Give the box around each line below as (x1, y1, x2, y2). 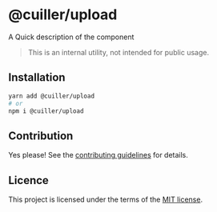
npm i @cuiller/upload (8, 106, 84, 115)
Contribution (8, 129, 74, 142)
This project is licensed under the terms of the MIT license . (8, 194, 203, 204)
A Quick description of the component (8, 32, 135, 42)
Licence (8, 174, 50, 187)
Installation (8, 70, 66, 85)
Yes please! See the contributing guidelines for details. (8, 150, 188, 160)
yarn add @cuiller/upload (8, 92, 94, 100)
